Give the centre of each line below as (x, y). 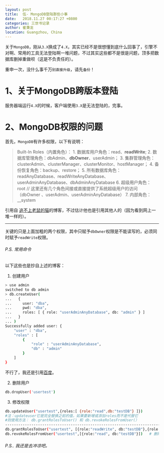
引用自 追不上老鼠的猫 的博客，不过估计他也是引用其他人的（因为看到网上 (78, 210)
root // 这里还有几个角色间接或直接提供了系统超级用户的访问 (77, 188)
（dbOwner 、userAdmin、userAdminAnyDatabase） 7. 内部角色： (84, 194)
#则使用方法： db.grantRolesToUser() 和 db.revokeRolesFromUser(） (72, 420)
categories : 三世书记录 (27, 23)
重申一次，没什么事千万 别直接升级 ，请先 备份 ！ (50, 69)
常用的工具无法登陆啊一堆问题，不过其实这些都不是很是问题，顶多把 (86, 53)
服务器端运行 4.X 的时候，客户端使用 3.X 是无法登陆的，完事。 (65, 105)
